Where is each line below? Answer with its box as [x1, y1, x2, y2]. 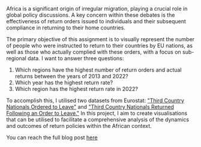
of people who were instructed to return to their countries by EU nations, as [6, 42, 193, 49]
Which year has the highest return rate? [14, 79, 113, 86]
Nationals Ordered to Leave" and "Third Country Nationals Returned [6, 103, 174, 110]
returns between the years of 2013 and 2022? [14, 73, 128, 79]
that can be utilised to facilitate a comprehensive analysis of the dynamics [6, 116, 190, 123]
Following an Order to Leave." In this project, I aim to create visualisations [6, 110, 188, 117]
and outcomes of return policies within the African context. [6, 122, 152, 129]
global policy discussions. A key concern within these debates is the [6, 11, 175, 19]
